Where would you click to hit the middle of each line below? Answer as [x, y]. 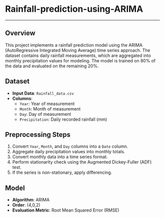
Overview [20, 33]
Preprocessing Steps [38, 134]
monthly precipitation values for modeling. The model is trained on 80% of [80, 60]
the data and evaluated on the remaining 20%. [52, 66]
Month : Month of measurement [50, 109]
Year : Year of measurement [47, 104]
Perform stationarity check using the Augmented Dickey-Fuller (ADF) [82, 162]
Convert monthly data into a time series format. [60, 157]
